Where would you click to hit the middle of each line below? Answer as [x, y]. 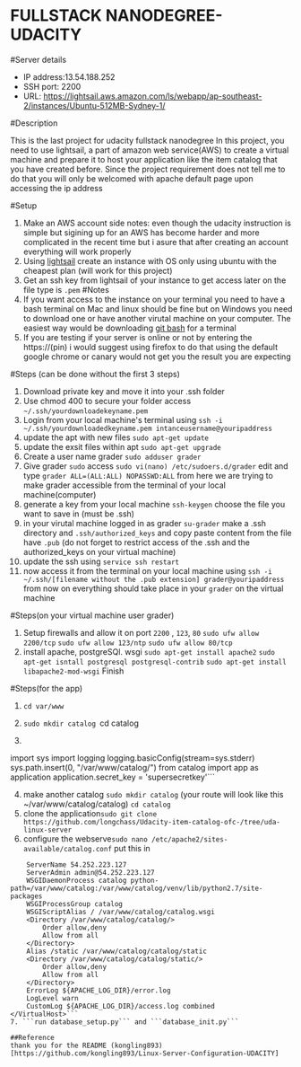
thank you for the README [58, 1045]
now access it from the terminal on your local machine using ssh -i [147, 570]
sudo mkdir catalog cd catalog [81, 723]
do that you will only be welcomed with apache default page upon [132, 178]
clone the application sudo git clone [90, 813]
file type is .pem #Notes [66, 289]
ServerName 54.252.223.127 [77, 864]
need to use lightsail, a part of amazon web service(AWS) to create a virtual [150, 150]
